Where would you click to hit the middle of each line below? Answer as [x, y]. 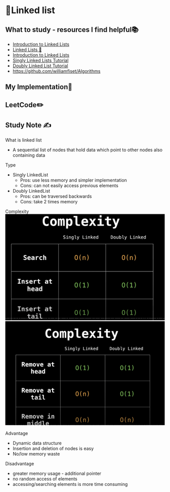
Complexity [17, 211]
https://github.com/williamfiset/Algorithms [56, 71]
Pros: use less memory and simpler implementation [74, 180]
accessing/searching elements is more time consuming [70, 484]
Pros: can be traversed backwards [56, 196]
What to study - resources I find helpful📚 [72, 30]
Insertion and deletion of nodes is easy [53, 448]
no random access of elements [45, 479]
